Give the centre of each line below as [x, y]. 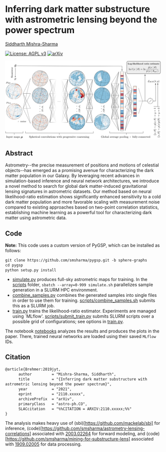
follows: [13, 251]
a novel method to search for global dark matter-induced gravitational [76, 186]
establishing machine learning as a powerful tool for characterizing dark [79, 213]
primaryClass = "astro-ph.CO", [53, 404]
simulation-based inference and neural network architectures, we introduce [82, 181]
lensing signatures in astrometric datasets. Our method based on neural [79, 191]
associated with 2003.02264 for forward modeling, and [88, 433]
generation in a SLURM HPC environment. [55, 290]
